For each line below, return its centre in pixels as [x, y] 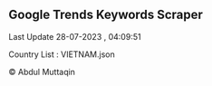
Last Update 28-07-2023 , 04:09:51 [75, 36]
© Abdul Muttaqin [42, 72]
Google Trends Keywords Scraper [106, 15]
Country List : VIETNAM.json [62, 54]
